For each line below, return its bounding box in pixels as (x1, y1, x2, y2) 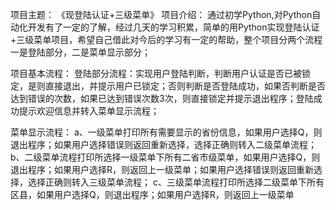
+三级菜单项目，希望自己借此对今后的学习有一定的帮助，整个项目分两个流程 (10, 34, 323, 45)
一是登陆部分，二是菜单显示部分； (10, 46, 151, 58)
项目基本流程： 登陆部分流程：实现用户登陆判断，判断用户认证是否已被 (10, 68, 302, 79)
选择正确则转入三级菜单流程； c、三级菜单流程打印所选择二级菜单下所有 (27, 176, 325, 188)
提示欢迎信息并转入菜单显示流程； (18, 105, 160, 117)
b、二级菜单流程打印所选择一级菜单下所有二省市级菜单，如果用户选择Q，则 (10, 151, 321, 163)
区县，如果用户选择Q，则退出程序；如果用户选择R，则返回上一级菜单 (10, 189, 295, 200)
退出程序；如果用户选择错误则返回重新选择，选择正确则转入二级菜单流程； (10, 139, 317, 150)
